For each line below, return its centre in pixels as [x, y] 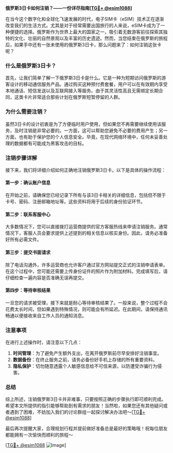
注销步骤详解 [21, 158]
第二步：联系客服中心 [28, 214]
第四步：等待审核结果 [28, 291]
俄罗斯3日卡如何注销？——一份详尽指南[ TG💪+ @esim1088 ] [69, 8]
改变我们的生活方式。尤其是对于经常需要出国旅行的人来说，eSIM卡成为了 [83, 25]
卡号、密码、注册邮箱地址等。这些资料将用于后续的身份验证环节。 [75, 202]
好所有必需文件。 [23, 240]
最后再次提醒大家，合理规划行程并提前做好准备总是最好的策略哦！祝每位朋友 [86, 428]
